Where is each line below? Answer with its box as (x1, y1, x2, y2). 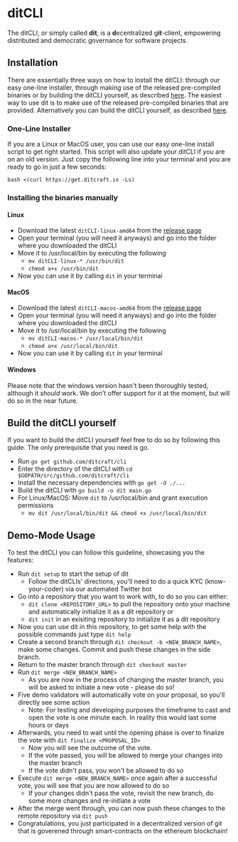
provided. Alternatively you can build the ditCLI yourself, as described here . (7, 105, 229, 115)
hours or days (28, 721, 70, 730)
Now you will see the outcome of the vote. (28, 744, 153, 752)
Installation (7, 57, 58, 69)
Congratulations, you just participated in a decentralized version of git (17, 819, 222, 828)
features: (7, 556, 34, 564)
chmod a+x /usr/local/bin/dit (28, 343, 119, 350)
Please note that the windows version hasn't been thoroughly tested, (7, 381, 209, 389)
